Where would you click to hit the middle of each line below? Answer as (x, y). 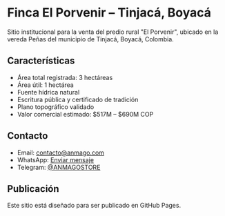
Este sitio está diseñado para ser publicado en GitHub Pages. (94, 206)
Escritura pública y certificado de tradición (78, 99)
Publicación (33, 189)
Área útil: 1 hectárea (45, 85)
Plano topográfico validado (56, 107)
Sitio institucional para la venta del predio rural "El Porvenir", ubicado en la (113, 32)
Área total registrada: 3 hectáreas (65, 77)
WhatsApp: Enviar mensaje (56, 159)
